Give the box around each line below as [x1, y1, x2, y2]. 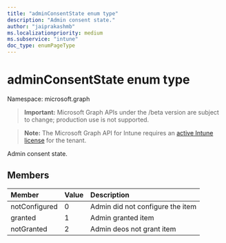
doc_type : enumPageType [7, 42, 76, 49]
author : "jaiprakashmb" [7, 23, 76, 30]
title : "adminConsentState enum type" [7, 10, 119, 17]
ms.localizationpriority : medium [7, 29, 103, 37]
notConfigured [10, 202, 58, 211]
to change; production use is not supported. [23, 115, 150, 124]
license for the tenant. [23, 136, 87, 144]
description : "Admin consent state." [7, 17, 116, 23]
